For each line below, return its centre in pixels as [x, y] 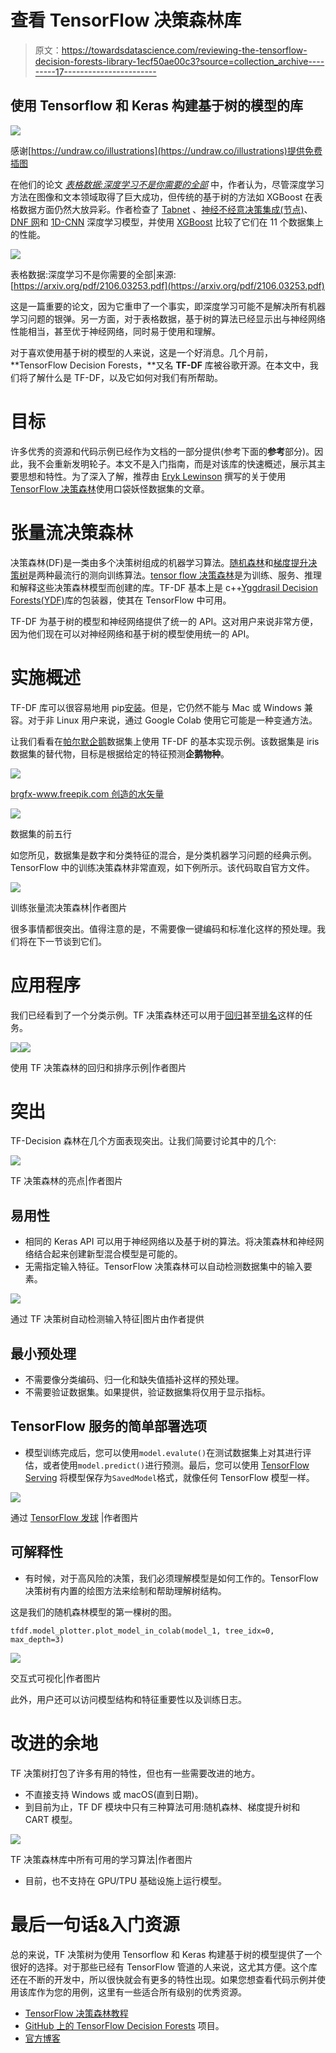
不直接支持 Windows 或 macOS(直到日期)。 [114, 1794]
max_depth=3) [37, 1639]
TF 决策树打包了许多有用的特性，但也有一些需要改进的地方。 [135, 1773]
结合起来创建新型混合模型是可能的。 [108, 1254]
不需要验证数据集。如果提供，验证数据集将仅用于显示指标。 [147, 1392]
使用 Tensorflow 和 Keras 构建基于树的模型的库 [156, 106]
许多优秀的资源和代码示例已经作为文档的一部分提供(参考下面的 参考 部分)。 [162, 451]
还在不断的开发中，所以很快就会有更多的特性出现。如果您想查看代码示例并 [163, 1979]
